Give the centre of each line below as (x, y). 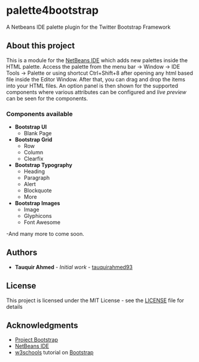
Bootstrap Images (37, 203)
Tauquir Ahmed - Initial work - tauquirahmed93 (74, 267)
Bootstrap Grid (33, 140)
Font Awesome (42, 223)
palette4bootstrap (52, 10)
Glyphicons (38, 216)
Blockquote (38, 191)
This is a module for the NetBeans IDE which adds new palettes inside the (97, 60)
